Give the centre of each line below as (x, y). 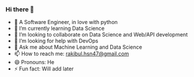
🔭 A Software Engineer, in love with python (66, 22)
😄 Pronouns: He (34, 62)
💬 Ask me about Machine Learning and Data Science (78, 47)
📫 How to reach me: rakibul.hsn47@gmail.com (71, 54)
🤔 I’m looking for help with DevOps (56, 41)
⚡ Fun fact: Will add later (44, 69)
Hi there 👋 (20, 9)
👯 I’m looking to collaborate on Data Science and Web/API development (101, 35)
